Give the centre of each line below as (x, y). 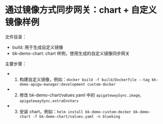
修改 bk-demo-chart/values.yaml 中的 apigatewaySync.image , (80, 95)
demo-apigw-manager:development (52, 84)
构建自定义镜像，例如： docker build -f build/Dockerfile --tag (84, 79)
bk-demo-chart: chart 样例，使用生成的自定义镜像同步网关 (71, 53)
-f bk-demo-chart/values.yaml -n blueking (76, 116)
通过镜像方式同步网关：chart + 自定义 (81, 10)
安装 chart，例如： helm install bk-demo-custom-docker (75, 111)
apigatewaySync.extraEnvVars (49, 101)
